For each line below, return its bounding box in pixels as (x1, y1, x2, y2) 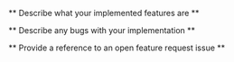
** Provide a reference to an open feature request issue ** (8, 42, 226, 53)
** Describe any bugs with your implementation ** (8, 25, 196, 35)
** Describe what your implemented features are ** (8, 8, 200, 18)
